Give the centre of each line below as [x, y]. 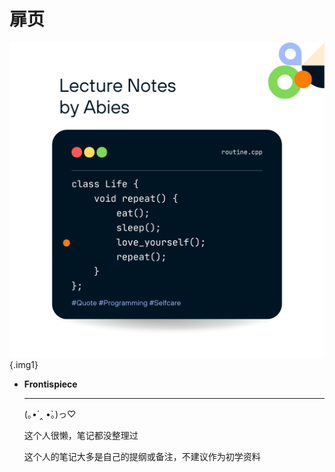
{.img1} [24, 364]
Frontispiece [50, 384]
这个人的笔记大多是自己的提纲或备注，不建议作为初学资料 [142, 456]
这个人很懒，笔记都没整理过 [81, 435]
